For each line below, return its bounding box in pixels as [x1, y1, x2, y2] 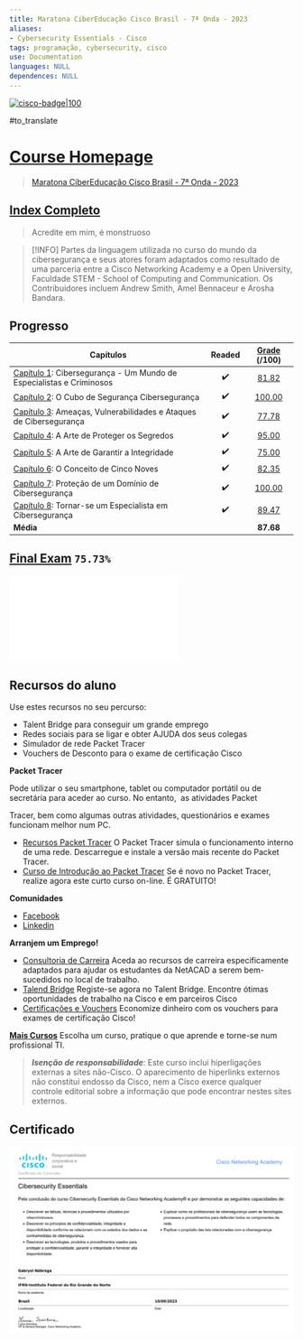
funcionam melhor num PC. [9, 820, 111, 831]
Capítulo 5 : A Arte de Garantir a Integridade [13, 447, 174, 458]
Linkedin [22, 920, 55, 931]
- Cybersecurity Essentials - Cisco [9, 33, 147, 42]
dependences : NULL [9, 72, 78, 81]
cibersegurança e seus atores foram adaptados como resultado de [31, 254, 280, 265]
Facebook [22, 910, 60, 921]
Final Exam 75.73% [9, 551, 111, 566]
